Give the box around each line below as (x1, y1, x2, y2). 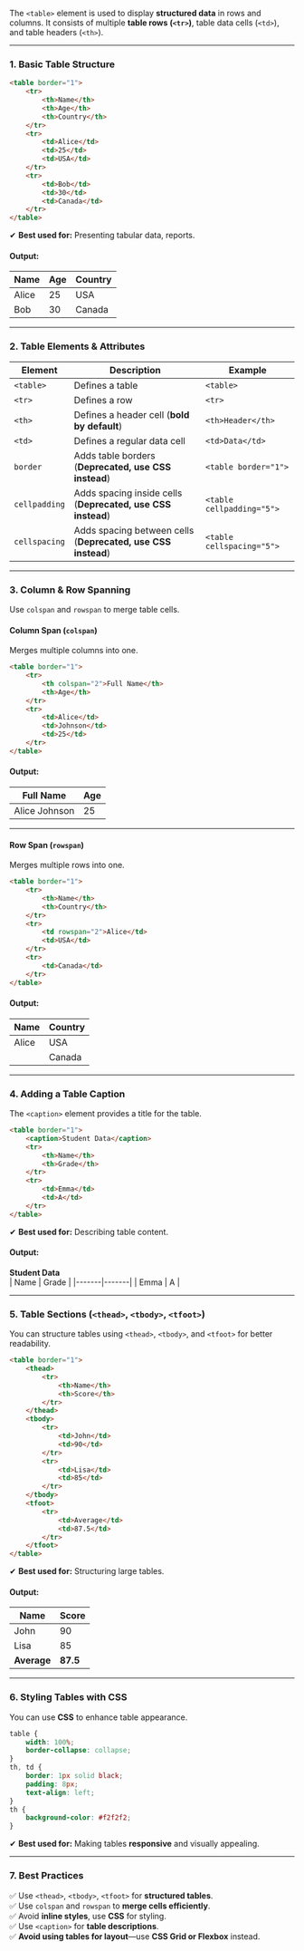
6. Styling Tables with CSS (9, 1691, 128, 1704)
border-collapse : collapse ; (25, 1746, 131, 1755)
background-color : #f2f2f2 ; (25, 1813, 131, 1822)
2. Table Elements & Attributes (9, 340, 146, 353)
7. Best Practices (9, 1869, 84, 1882)
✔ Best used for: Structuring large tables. (9, 1566, 165, 1577)
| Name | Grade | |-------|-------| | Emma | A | (9, 1277, 181, 1288)
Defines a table (73, 379, 138, 391)
